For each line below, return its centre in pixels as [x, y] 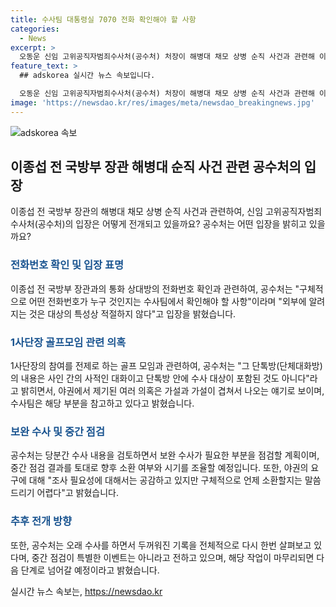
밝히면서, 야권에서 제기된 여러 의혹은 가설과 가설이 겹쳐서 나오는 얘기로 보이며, [172, 391]
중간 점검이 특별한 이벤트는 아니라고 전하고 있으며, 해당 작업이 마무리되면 [173, 557]
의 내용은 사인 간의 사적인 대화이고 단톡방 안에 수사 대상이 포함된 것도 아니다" [160, 378]
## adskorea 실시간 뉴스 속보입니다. [87, 76]
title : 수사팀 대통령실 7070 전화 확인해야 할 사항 [103, 19]
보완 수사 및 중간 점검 [57, 431]
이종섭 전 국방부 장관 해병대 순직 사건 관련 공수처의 [156, 167]
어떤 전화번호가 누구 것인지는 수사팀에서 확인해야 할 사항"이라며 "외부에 [167, 301]
